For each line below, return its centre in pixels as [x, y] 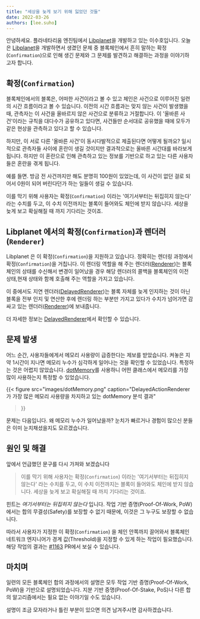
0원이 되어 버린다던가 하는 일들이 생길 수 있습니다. [75, 184]
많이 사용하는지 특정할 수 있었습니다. [48, 377]
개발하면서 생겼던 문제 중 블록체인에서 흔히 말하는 [99, 48]
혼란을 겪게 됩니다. [39, 164]
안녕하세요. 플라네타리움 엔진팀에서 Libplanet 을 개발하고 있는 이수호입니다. [93, 40]
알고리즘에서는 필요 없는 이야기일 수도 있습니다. [67, 597]
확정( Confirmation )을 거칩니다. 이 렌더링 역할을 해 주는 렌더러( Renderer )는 [93, 264]
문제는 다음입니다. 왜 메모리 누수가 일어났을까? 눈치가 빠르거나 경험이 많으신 [94, 420]
